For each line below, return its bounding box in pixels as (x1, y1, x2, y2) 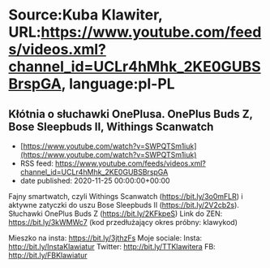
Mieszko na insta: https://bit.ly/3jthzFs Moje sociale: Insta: (8, 233, 203, 243)
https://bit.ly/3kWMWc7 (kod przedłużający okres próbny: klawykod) (8, 218, 238, 227)
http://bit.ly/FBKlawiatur (8, 250, 88, 260)
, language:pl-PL (61, 75, 176, 93)
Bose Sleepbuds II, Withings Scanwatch (8, 119, 214, 133)
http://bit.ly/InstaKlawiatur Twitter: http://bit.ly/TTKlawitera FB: (8, 242, 216, 251)
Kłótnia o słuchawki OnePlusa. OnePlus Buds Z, (8, 107, 253, 121)
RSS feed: (19, 158, 54, 168)
